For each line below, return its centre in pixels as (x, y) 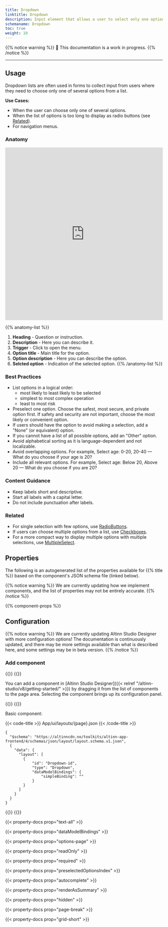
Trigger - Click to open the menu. (47, 348)
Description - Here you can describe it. (53, 343)
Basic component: (24, 713)
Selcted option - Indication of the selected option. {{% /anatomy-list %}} (87, 364)
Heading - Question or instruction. (48, 337)
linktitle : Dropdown (27, 15)
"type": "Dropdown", (53, 767)
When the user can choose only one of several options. (69, 110)
